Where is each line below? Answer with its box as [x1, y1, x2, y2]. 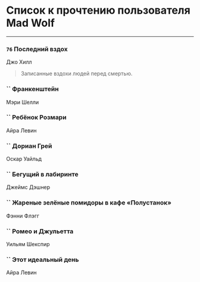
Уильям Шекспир [6, 241, 50, 248]
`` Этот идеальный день [6, 255, 79, 264]
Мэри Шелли [6, 98, 39, 106]
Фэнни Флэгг [6, 212, 40, 219]
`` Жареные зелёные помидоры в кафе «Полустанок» [6, 199, 171, 207]
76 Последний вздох [6, 45, 68, 53]
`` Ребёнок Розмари [6, 113, 67, 122]
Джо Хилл [6, 58, 32, 66]
